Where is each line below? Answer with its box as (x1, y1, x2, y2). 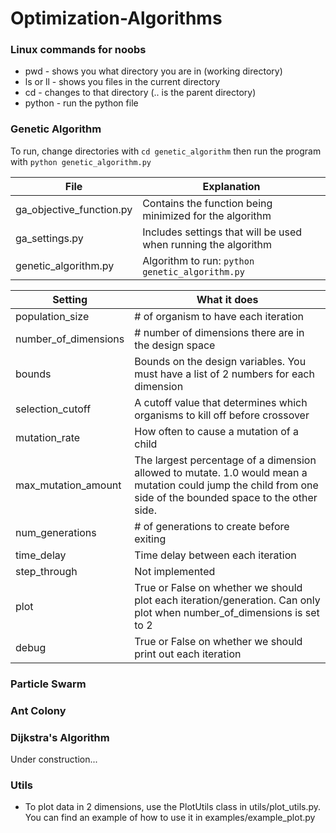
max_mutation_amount (15, 478, 122, 492)
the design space (134, 338, 216, 352)
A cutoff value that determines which (134, 395, 308, 409)
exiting (134, 532, 167, 546)
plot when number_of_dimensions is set (134, 605, 320, 619)
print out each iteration (134, 647, 242, 661)
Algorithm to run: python (142, 253, 255, 267)
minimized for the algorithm (142, 208, 272, 222)
